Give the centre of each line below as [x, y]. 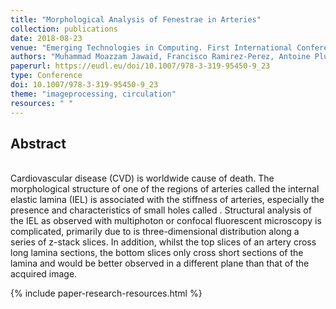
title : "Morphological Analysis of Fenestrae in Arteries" [136, 19]
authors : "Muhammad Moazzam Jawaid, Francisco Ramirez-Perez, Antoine [160, 57]
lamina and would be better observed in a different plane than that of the [160, 263]
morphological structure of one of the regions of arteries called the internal [165, 189]
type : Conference [46, 76]
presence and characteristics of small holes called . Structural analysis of [161, 210]
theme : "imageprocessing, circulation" [93, 94]
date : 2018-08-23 [46, 38]
